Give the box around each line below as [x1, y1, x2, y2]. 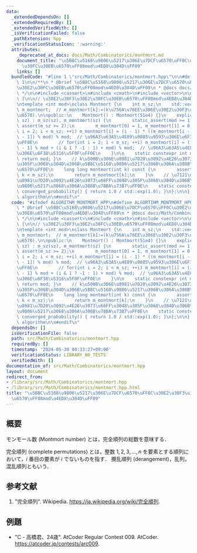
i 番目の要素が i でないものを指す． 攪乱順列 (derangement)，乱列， [26, 455, 190, 462]
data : [6, 8, 19, 15]
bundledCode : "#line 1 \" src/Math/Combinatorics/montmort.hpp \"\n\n [11, 74, 182, 80]
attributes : [11, 47, 41, 53]
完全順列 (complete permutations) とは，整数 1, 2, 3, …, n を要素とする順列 [6, 448, 184, 455]
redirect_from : [6, 374, 43, 380]
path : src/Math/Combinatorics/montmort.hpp [11, 335, 119, 342]
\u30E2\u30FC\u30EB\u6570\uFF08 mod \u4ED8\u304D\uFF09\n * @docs [16, 85, 177, 91]
